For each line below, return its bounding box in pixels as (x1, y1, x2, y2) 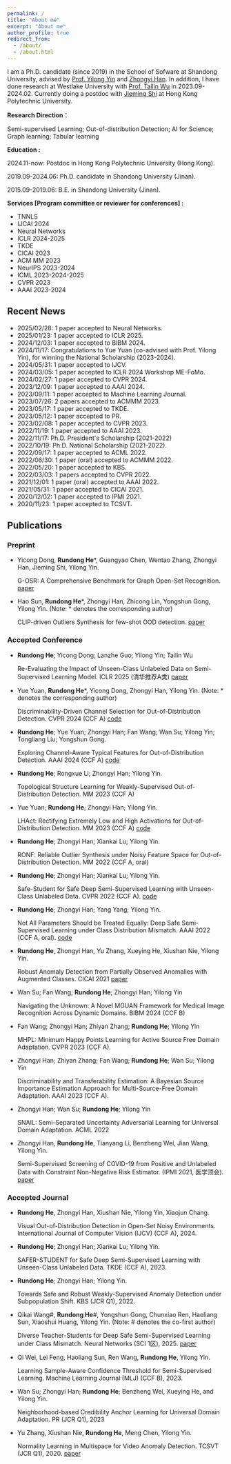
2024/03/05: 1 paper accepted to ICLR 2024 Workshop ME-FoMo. (17, 368, 205, 376)
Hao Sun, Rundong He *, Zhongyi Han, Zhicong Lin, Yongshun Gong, (17, 597, 211, 605)
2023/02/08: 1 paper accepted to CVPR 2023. (17, 419, 148, 428)
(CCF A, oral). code (17, 933, 72, 941)
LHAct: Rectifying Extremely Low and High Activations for (17, 816, 181, 825)
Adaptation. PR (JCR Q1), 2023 (17, 1415, 105, 1423)
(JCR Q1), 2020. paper (17, 1449, 81, 1457)
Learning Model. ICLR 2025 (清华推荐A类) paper (51, 672, 188, 681)
